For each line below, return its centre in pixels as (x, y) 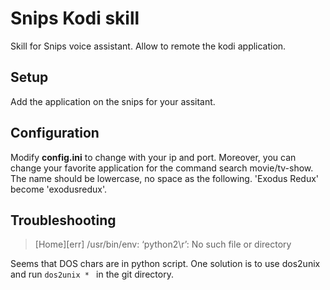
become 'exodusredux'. (59, 189)
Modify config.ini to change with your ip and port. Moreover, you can (153, 157)
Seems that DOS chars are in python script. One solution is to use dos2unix (165, 264)
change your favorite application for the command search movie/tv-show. (162, 168)
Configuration (55, 133)
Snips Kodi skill (75, 18)
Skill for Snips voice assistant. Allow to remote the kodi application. (148, 46)
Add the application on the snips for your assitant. (113, 101)
